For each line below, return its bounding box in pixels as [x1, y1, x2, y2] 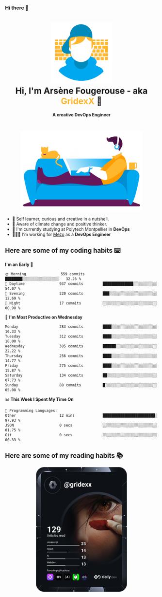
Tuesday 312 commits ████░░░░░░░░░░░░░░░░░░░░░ [5, 334, 158, 339]
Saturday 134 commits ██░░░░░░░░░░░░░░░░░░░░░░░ [5, 373, 158, 378]
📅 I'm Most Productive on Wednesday [5, 314, 82, 320]
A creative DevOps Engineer [52, 112, 111, 117]
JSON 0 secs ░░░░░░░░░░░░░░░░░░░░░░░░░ [5, 423, 158, 428]
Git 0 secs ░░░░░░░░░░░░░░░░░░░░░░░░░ [5, 433, 158, 438]
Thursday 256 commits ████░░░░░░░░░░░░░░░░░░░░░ [5, 354, 158, 358]
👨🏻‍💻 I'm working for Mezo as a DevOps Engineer [12, 231, 111, 238]
